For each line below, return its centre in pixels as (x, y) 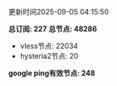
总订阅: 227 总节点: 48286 (53, 29)
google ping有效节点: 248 (52, 73)
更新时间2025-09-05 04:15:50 (58, 12)
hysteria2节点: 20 (49, 56)
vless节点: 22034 (49, 46)
